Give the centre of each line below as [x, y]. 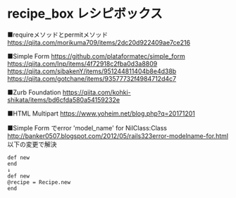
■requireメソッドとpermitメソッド [57, 35]
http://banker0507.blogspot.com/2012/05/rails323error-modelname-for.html [118, 136]
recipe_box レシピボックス [85, 14]
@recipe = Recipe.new [39, 182]
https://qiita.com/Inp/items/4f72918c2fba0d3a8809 [82, 63]
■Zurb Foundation [34, 92]
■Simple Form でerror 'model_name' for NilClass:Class [87, 128]
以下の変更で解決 [32, 144]
